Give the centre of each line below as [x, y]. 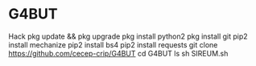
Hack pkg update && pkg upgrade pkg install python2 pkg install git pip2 [128, 36]
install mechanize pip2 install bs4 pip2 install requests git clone [113, 44]
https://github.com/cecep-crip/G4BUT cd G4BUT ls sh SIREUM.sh [118, 53]
